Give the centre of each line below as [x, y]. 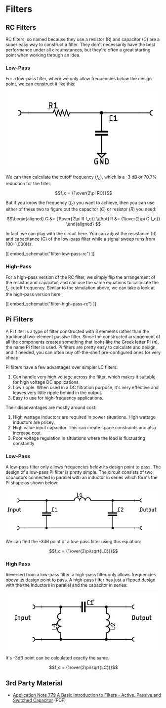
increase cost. [27, 433]
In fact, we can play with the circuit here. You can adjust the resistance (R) [81, 233]
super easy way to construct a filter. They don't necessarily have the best [80, 45]
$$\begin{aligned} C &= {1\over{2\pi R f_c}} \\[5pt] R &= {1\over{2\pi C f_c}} [83, 218]
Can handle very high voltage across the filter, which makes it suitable [84, 377]
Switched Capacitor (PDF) [39, 700]
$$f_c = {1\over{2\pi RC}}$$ [83, 193]
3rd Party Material [34, 683]
